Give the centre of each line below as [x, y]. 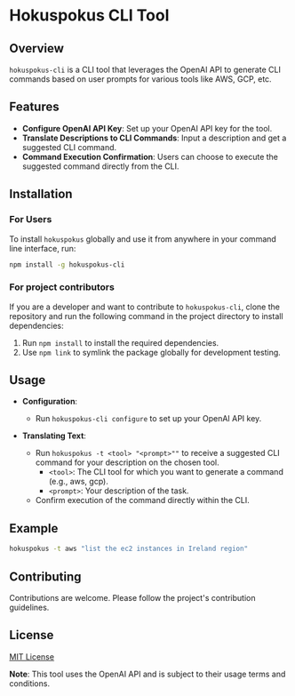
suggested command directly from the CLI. [100, 166]
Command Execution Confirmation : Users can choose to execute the [150, 156]
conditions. [30, 683]
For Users [31, 220]
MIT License [32, 656]
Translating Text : [54, 436]
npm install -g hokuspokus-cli [67, 264]
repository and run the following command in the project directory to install [146, 316]
